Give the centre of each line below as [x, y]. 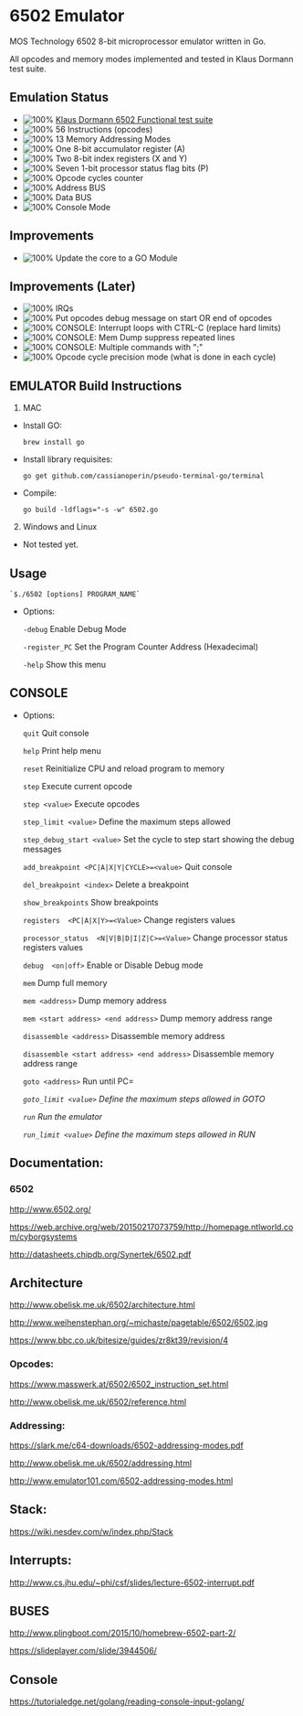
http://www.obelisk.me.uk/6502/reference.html [98, 1401]
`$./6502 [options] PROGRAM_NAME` [75, 595]
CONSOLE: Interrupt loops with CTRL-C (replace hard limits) [168, 328]
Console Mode [83, 207]
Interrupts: [41, 1560]
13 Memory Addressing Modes [113, 139]
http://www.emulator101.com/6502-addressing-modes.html [121, 1480]
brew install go [53, 443]
